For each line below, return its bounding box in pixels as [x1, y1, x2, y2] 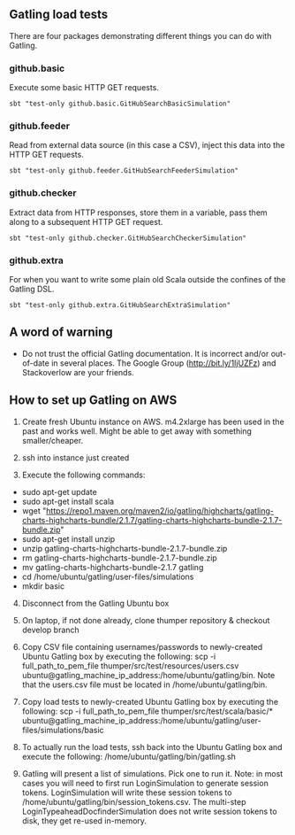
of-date [21, 358, 50, 368]
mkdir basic [21, 580, 64, 591]
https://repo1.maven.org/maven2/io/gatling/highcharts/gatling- [45, 505, 275, 516]
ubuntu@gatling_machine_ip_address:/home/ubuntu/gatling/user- [21, 715, 262, 725]
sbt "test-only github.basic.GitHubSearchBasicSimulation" [9, 99, 231, 109]
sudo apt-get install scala [21, 496, 115, 506]
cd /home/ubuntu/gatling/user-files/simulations [21, 571, 194, 582]
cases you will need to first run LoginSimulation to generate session [21, 777, 269, 788]
